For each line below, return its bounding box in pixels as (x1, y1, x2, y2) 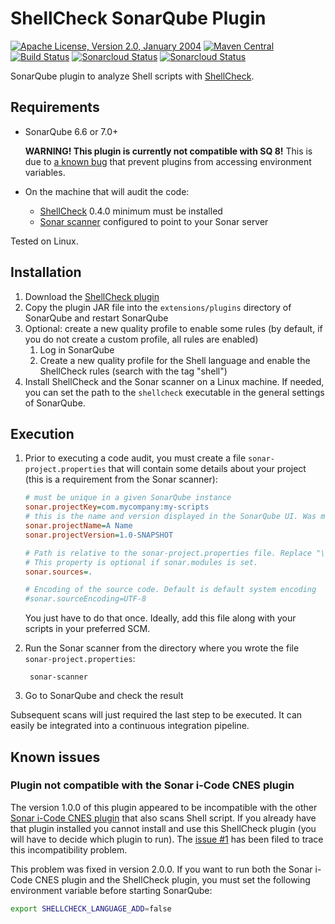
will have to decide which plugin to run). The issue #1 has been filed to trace (10, 833, 324, 845)
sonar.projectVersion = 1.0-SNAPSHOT (24, 530, 174, 540)
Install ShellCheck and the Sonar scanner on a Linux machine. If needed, (24, 375, 325, 387)
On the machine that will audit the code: (24, 185, 190, 197)
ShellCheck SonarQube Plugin (10, 7, 267, 30)
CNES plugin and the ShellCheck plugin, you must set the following (34, 873, 311, 886)
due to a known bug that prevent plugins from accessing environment (24, 155, 312, 167)
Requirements (10, 99, 100, 116)
